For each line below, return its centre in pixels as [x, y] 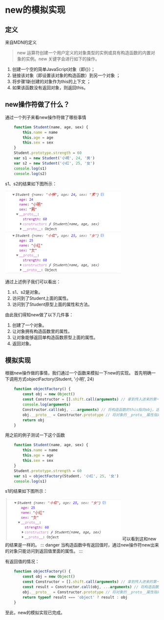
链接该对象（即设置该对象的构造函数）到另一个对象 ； [66, 75]
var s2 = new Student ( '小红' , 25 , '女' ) [54, 163]
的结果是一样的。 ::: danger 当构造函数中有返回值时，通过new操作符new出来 [82, 545]
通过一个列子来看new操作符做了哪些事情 [46, 117]
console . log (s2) [31, 174]
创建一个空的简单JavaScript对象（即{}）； [53, 69]
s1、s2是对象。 [27, 292]
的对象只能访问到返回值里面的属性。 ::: [44, 551]
